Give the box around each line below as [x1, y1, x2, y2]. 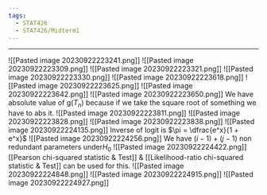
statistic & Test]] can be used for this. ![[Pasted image [8, 161, 184, 170]
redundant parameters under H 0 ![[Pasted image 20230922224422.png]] [8, 142, 247, 154]
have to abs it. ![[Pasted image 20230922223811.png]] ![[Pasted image [8, 108, 241, 118]
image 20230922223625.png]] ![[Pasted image [37, 81, 193, 91]
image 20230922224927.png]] [8, 177, 110, 187]
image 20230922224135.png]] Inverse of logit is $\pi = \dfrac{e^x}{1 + [8, 125, 239, 135]
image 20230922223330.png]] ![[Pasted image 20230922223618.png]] [8, 72, 244, 82]
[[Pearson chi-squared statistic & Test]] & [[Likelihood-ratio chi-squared [8, 152, 244, 162]
